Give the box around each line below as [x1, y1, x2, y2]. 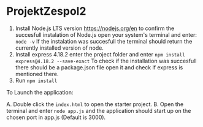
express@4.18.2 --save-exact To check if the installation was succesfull [15, 57, 197, 64]
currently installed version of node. [15, 44, 104, 52]
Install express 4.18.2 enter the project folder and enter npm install [15, 50, 185, 58]
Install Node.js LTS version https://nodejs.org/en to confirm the [15, 25, 175, 32]
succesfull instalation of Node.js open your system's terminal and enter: [15, 31, 197, 38]
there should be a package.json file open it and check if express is [15, 63, 183, 71]
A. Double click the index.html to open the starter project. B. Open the [6, 100, 184, 108]
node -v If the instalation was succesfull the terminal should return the [15, 37, 193, 45]
